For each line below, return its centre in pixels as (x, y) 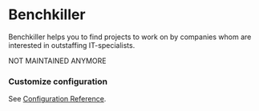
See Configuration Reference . (57, 99)
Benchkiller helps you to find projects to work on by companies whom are (130, 37)
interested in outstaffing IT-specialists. (72, 45)
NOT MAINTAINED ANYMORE (57, 61)
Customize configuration (58, 81)
